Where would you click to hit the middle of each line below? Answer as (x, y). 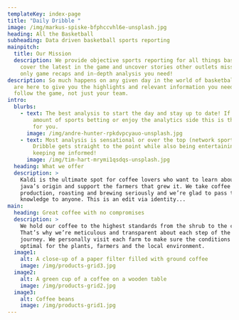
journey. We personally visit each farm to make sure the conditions (126, 239)
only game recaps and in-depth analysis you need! (97, 73)
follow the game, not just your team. (71, 93)
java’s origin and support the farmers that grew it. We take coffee (126, 186)
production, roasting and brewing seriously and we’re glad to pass (124, 193)
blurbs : (25, 107)
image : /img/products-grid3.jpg (68, 266)
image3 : (25, 292)
